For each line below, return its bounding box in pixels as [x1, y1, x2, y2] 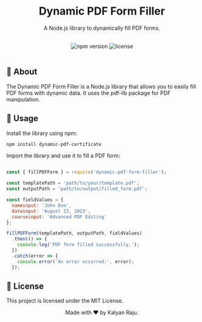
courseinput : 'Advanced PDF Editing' [12, 214, 107, 220]
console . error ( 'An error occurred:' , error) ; [17, 258, 135, 265]
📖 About [6, 67, 38, 77]
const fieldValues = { [6, 197, 64, 203]
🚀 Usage [6, 114, 38, 124]
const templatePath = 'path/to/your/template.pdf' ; [6, 180, 140, 187]
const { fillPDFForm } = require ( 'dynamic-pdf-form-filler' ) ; [6, 169, 167, 176]
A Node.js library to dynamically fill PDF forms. [43, 24, 161, 32]
